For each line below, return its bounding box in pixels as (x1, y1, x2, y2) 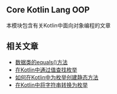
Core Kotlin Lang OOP (6, 5, 90, 15)
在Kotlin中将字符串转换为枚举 (15, 81, 88, 89)
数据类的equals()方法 (15, 58, 68, 65)
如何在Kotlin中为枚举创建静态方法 (15, 73, 99, 81)
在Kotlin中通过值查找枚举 (15, 66, 78, 73)
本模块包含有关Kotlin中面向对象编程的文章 (6, 21, 111, 29)
